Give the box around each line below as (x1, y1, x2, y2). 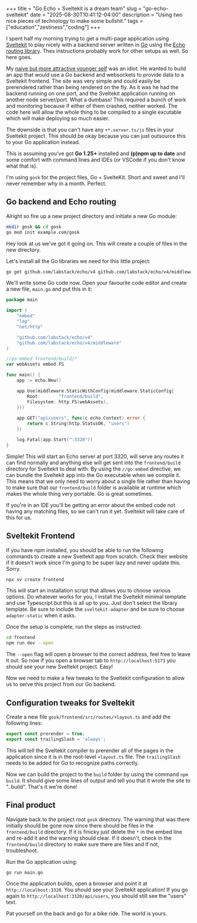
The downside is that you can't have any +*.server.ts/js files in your (6, 126, 174, 133)
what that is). (6, 162, 38, 169)
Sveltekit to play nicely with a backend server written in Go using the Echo (6, 41, 186, 48)
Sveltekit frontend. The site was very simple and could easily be (6, 77, 161, 84)
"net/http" (16, 323, 43, 330)
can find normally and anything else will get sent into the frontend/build (6, 459, 181, 466)
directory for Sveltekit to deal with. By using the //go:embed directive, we (6, 465, 181, 472)
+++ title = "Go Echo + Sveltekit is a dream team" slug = (6, 5, 142, 12)
